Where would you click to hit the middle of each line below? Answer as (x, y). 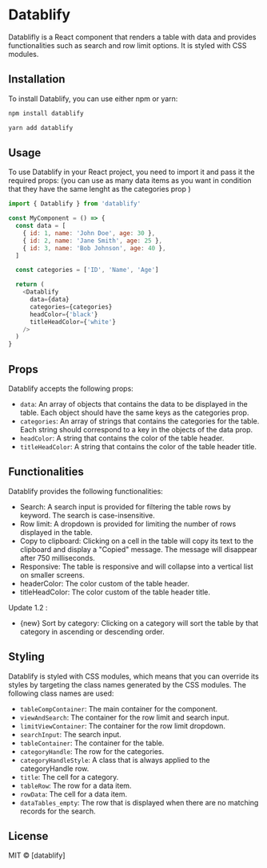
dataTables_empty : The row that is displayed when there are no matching (139, 802)
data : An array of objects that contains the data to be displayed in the (133, 404)
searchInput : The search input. (70, 734)
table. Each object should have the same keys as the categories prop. (134, 412)
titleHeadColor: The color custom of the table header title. (115, 592)
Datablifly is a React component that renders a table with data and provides (132, 37)
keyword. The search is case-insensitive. (88, 515)
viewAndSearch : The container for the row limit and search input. (124, 717)
